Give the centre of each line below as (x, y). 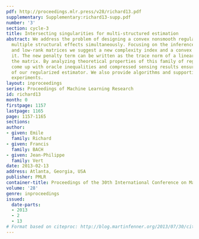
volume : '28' (22, 188)
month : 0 (17, 100)
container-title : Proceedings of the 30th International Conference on (96, 183)
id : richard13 (24, 94)
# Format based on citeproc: (42, 227)
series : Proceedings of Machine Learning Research (70, 89)
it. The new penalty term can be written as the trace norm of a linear (103, 56)
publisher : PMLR (26, 177)
